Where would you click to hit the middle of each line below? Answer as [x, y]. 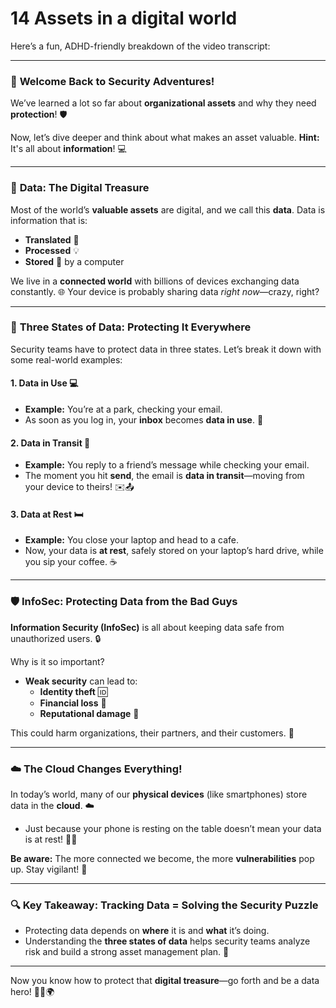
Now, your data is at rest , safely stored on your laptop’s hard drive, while [174, 551]
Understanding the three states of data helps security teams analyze [167, 941]
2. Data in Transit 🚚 [50, 443]
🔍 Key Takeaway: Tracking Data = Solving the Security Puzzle [164, 905]
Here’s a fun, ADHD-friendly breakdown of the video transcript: [140, 46]
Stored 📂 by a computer [74, 261]
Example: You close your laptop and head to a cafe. [131, 540]
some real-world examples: [66, 359]
